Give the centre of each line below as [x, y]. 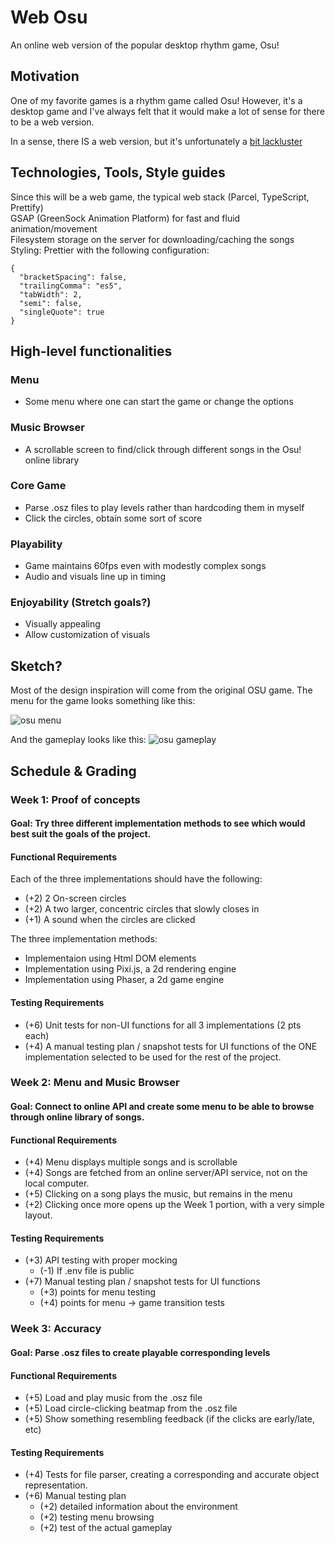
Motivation [45, 76]
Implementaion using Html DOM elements [110, 958]
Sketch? [36, 666]
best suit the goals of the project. [81, 834]
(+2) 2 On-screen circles [75, 898]
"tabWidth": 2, [51, 294]
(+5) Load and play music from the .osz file [113, 1398]
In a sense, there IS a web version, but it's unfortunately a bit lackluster [156, 141]
